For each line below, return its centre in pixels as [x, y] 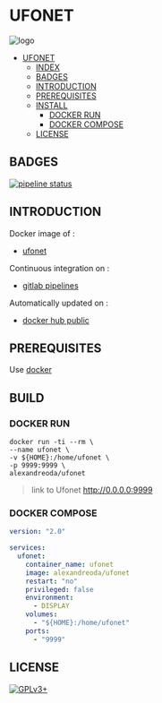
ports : [38, 631]
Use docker [30, 370]
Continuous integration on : [60, 268]
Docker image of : [42, 233]
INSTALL [52, 105]
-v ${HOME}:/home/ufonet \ [60, 458]
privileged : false [60, 589]
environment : [50, 598]
